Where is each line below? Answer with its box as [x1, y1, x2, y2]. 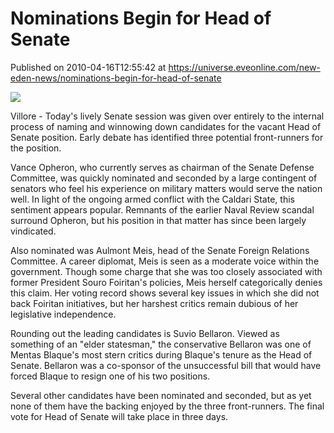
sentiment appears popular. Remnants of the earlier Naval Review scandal [10, 203, 315, 216]
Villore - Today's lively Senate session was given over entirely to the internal [10, 110, 325, 122]
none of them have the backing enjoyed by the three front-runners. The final [10, 400, 325, 412]
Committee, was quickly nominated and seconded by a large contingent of [10, 172, 318, 184]
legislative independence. [10, 308, 117, 320]
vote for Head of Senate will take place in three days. [10, 410, 229, 422]
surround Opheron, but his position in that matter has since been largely [10, 214, 307, 226]
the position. [10, 142, 62, 154]
